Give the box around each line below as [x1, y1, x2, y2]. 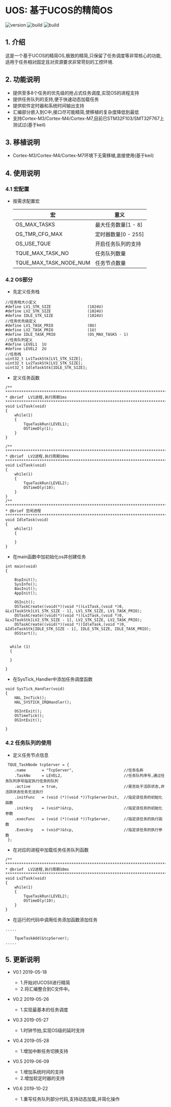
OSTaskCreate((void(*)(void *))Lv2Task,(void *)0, [14, 613, 124, 618]
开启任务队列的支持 [95, 240, 141, 248]
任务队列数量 [95, 250, 126, 257]
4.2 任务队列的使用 [5, 740, 52, 747]
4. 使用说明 [5, 169, 40, 178]
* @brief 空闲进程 [5, 508, 41, 513]
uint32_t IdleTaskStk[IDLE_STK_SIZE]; [5, 365, 88, 371]
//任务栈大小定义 [5, 300, 37, 305]
